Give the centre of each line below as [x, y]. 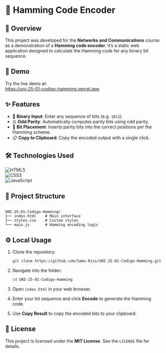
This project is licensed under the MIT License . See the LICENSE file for [77, 341]
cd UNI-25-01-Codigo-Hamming [42, 279]
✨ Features [23, 104]
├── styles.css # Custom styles [42, 221]
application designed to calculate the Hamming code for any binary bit [77, 51]
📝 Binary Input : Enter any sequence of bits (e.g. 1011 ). [67, 116]
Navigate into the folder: [37, 270]
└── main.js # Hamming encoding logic [52, 225]
